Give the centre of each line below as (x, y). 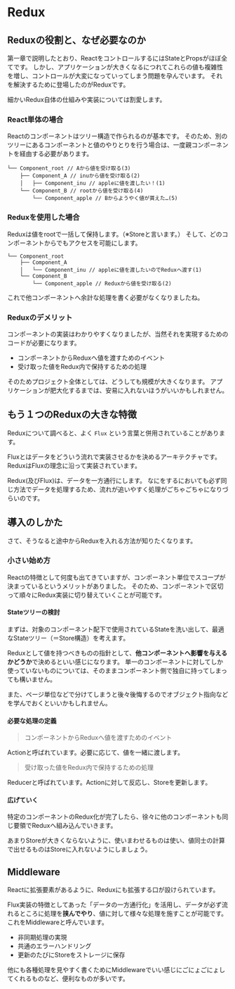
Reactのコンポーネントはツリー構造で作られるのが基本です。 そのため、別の (117, 136)
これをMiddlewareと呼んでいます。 (58, 922)
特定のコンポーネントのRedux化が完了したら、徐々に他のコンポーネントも (115, 817)
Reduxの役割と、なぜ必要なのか (76, 40)
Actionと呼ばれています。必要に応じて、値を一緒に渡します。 (96, 752)
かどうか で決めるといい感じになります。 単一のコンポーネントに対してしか (115, 662)
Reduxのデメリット (40, 317)
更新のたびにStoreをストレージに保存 (71, 955)
